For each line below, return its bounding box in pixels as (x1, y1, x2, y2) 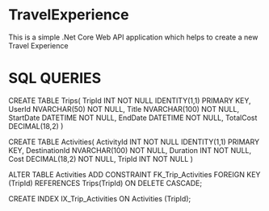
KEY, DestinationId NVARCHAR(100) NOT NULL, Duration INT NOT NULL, (8, 145, 252, 155)
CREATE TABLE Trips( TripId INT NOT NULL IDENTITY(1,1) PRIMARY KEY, (8, 95, 252, 105)
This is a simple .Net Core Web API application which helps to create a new (8, 32, 258, 42)
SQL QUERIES (8, 69, 102, 88)
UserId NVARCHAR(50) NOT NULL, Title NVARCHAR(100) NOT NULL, (8, 104, 240, 114)
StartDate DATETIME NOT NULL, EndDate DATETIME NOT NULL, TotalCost (8, 113, 258, 122)
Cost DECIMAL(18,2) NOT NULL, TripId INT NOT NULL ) (8, 154, 194, 163)
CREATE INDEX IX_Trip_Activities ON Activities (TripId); (8, 193, 191, 203)
